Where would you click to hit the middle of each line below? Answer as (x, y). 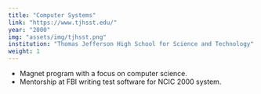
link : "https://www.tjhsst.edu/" (63, 23)
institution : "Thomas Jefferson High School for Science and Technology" (131, 44)
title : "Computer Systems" (52, 15)
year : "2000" (29, 30)
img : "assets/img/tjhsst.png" (58, 37)
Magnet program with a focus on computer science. (103, 73)
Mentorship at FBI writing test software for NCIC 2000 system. (120, 82)
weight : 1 (24, 51)
